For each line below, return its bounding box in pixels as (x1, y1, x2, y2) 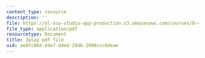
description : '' (6, 14, 48, 21)
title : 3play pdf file (6, 37, 64, 43)
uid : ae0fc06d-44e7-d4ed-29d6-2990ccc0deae (6, 43, 119, 49)
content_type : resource (6, 8, 67, 15)
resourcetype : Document (6, 31, 67, 37)
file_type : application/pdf (6, 25, 78, 32)
